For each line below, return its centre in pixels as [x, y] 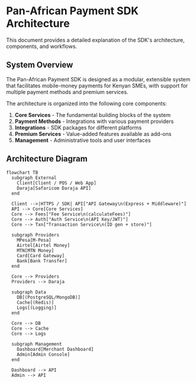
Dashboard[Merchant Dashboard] [55, 349]
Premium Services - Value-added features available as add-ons [93, 134]
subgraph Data [29, 292]
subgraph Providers [36, 235]
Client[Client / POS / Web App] [57, 183]
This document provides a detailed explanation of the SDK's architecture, [95, 40]
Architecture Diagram [47, 159]
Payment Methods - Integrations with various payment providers [94, 121]
